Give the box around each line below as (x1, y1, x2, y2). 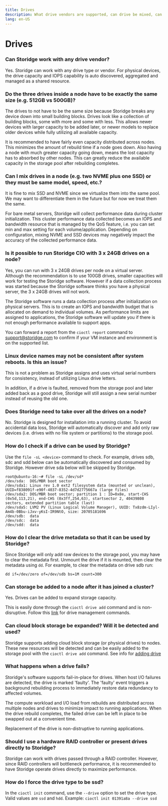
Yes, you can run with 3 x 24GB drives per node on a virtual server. (5, 267, 143, 273)
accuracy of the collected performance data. (5, 237, 97, 243)
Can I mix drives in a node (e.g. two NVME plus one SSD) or (5, 173, 151, 180)
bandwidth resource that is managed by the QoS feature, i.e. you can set (5, 221, 155, 227)
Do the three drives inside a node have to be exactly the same (5, 90, 157, 97)
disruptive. (5, 609, 27, 615)
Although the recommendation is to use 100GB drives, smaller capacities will (5, 272, 163, 278)
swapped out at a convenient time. (5, 715, 76, 721)
